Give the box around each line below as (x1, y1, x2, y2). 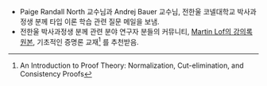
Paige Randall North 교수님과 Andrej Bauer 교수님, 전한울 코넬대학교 (19, 7, 236, 16)
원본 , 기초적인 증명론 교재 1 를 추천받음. (19, 36, 139, 46)
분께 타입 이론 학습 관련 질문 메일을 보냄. (34, 17, 161, 26)
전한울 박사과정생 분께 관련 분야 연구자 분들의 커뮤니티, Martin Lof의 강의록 (19, 27, 253, 36)
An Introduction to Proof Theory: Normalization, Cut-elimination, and (19, 61, 244, 70)
